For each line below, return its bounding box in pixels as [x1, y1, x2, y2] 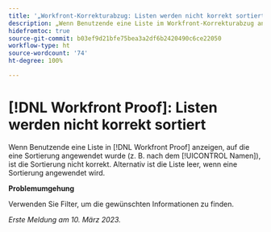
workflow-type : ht [8, 42, 70, 50]
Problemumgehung [8, 183, 75, 193]
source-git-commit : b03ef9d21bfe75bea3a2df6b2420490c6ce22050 [8, 34, 222, 43]
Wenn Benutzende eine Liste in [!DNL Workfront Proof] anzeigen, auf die [8, 142, 250, 151]
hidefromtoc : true [8, 27, 70, 35]
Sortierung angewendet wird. [8, 168, 106, 177]
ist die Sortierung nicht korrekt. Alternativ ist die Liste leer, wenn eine [8, 159, 238, 169]
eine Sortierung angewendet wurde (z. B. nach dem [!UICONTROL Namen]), [8, 151, 261, 160]
